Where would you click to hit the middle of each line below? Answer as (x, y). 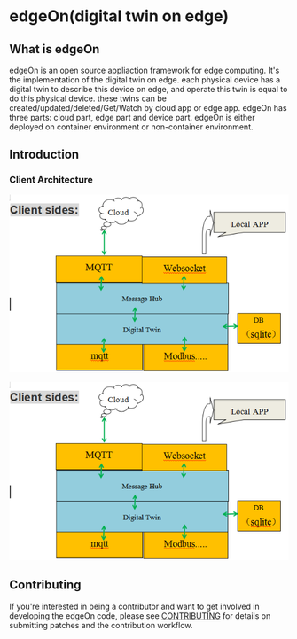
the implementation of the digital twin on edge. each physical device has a (145, 80)
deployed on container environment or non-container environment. (131, 127)
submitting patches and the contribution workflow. (101, 625)
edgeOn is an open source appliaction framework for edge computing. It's (145, 70)
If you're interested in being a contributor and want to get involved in (134, 606)
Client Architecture (51, 180)
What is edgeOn (55, 49)
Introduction (44, 155)
